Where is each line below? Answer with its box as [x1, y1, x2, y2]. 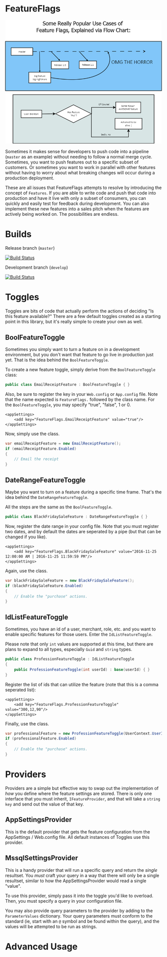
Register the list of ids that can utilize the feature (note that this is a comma [5, 681, 159, 687]
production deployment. [5, 175, 55, 181]
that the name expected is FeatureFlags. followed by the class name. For [5, 396, 155, 402]
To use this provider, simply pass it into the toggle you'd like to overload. [5, 893, 154, 899]
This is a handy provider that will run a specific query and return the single [5, 867, 158, 873]
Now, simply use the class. [5, 431, 60, 437]
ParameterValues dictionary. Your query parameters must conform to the [5, 913, 153, 919]
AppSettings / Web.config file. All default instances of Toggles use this [5, 834, 150, 840]
